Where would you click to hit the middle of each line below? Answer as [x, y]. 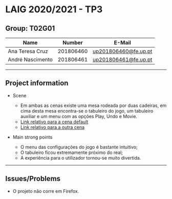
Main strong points [33, 137]
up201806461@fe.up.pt [123, 60]
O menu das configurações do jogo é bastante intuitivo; [79, 147]
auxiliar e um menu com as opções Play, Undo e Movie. [79, 116]
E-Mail [123, 43]
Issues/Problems [33, 179]
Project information [37, 83]
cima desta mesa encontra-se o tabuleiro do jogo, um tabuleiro [87, 110]
